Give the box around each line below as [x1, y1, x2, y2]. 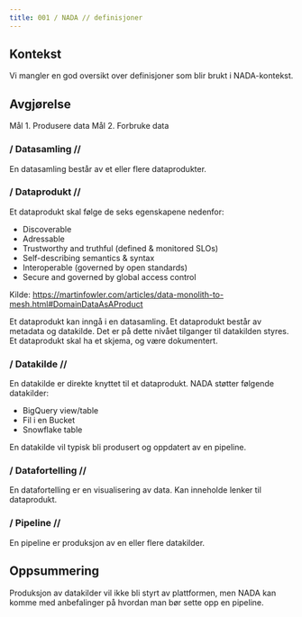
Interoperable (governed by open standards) [22, 262, 188, 273]
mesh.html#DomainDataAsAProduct [9, 298, 143, 309]
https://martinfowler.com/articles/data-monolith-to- [32, 289, 224, 300]
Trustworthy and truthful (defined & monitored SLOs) [22, 242, 219, 253]
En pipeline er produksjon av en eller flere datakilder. [9, 537, 206, 548]
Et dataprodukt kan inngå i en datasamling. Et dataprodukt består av [9, 316, 262, 327]
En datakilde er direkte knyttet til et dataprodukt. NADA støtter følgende [9, 378, 275, 389]
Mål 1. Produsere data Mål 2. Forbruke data [9, 121, 169, 132]
